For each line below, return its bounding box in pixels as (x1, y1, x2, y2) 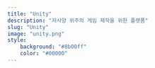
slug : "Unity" (7, 23, 50, 30)
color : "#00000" (20, 50, 69, 57)
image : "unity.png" (7, 30, 65, 38)
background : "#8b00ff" (20, 43, 87, 50)
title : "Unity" (7, 10, 52, 18)
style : (7, 37, 27, 44)
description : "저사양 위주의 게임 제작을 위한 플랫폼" (7, 17, 149, 24)
